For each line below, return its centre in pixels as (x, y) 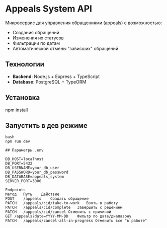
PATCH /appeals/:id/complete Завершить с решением (64, 208)
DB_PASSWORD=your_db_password (37, 172)
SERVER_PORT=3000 (23, 181)
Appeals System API (49, 9)
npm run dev (18, 141)
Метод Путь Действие (32, 194)
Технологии (25, 64)
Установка (23, 98)
